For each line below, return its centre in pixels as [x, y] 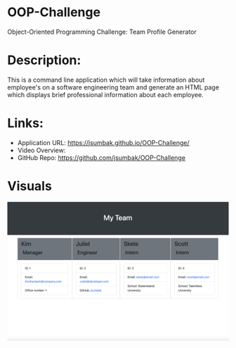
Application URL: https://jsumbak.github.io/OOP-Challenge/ [103, 142]
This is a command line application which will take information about [106, 80]
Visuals [30, 186]
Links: [26, 123]
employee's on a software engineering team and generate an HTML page [113, 87]
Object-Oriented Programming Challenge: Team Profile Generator [102, 32]
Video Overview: [41, 150]
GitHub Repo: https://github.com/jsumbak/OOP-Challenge [101, 157]
